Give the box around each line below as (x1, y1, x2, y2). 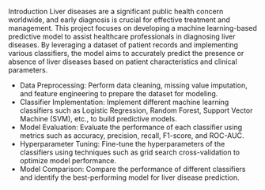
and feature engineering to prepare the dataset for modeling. (19, 89, 218, 98)
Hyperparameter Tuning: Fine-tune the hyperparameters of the (19, 140, 225, 148)
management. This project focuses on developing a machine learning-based (8, 24, 257, 32)
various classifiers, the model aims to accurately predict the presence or (8, 49, 244, 58)
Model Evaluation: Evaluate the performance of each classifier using (19, 122, 243, 132)
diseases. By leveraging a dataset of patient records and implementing (8, 40, 239, 50)
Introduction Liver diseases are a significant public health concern (8, 7, 224, 16)
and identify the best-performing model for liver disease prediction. (19, 173, 240, 182)
